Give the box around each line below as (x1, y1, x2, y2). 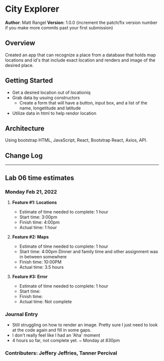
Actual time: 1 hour (19, 224, 57, 230)
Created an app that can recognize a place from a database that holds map (5, 52, 156, 58)
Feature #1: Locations (12, 199, 57, 205)
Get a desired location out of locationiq (12, 89, 91, 95)
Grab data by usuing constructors (12, 94, 80, 101)
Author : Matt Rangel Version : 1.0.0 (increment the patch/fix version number (5, 20, 158, 25)
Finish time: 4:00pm (19, 219, 60, 225)
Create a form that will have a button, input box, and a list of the (19, 100, 147, 106)
